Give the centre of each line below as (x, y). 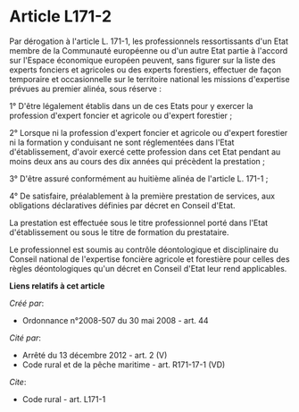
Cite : (18, 382)
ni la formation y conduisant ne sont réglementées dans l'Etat (122, 142)
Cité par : (25, 338)
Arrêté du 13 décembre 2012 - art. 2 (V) (95, 355)
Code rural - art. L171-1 (64, 399)
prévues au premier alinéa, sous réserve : (86, 88)
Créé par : (27, 303)
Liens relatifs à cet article (57, 286)
